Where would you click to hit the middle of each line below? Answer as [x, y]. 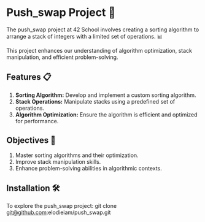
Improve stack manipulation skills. [58, 161]
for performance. [37, 121]
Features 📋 [29, 77]
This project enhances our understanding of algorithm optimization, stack [99, 50]
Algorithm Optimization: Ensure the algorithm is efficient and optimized [106, 114]
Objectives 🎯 [31, 140]
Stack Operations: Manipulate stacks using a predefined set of [95, 101]
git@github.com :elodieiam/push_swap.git [59, 212]
